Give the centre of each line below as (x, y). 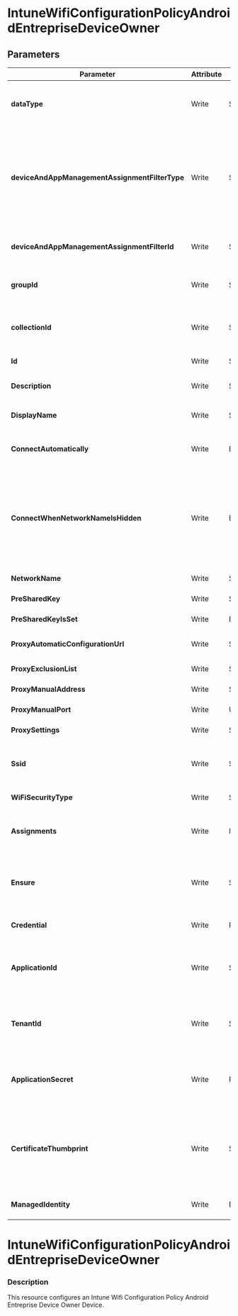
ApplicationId (34, 968)
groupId (24, 285)
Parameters (34, 54)
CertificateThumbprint (50, 1149)
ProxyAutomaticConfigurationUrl (68, 644)
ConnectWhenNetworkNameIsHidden (76, 518)
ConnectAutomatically (50, 449)
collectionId (31, 327)
